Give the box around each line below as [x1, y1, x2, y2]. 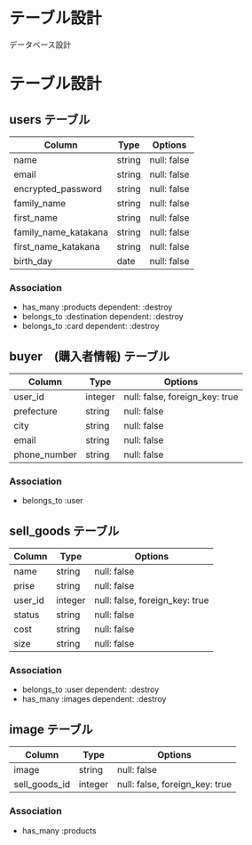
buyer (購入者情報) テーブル [9, 349, 170, 364]
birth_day [13, 254, 53, 267]
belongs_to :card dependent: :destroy [21, 321, 160, 332]
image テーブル [9, 721, 93, 736]
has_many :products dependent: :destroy [21, 302, 173, 312]
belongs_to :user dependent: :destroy [21, 684, 160, 695]
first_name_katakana [13, 240, 100, 253]
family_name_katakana [13, 226, 108, 238]
